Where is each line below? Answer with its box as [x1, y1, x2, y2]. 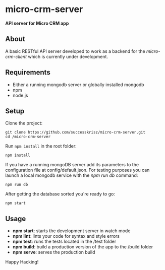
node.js [12, 92, 29, 98]
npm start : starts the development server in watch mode [12, 228, 131, 234]
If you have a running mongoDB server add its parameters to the [5, 162, 139, 168]
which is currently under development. [27, 53, 108, 59]
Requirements [5, 68, 50, 77]
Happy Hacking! [5, 259, 39, 265]
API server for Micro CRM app [5, 20, 69, 26]
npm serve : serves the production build [12, 249, 95, 255]
